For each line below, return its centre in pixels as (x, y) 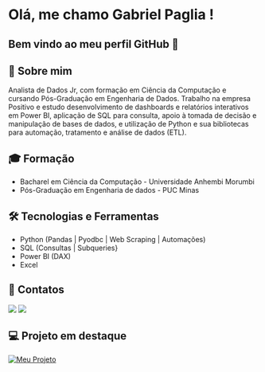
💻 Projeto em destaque (68, 336)
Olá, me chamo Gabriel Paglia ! (111, 15)
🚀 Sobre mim (41, 70)
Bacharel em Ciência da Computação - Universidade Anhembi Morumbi (137, 182)
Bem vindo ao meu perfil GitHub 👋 (94, 44)
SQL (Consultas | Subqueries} (69, 248)
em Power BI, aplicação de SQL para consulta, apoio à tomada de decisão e (132, 116)
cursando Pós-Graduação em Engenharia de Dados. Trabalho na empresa (129, 99)
